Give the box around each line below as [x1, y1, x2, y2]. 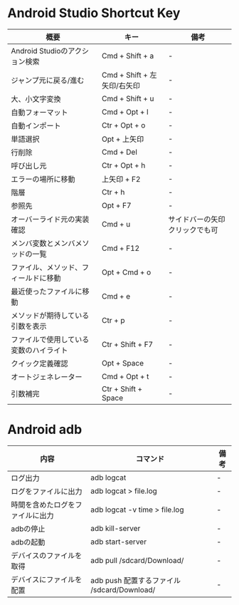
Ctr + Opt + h [102, 160, 146, 170]
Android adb [7, 422, 83, 438]
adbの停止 [11, 524, 46, 534]
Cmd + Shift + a [102, 51, 154, 61]
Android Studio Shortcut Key [7, 5, 181, 21]
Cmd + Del [102, 147, 137, 157]
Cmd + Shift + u [102, 93, 154, 103]
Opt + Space [102, 358, 144, 368]
